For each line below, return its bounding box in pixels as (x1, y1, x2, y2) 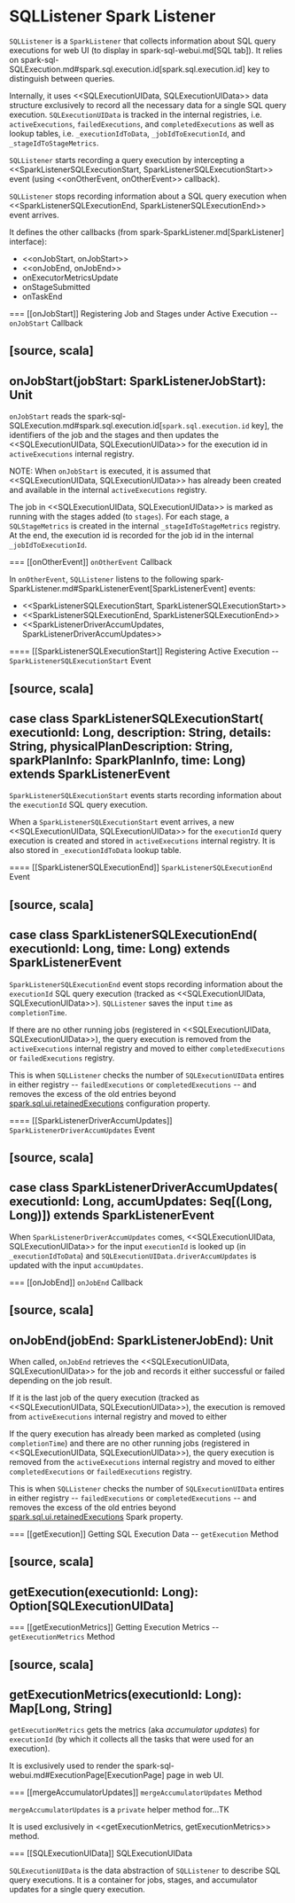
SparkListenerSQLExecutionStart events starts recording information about (9, 790, 282, 801)
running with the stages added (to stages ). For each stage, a (9, 512, 229, 522)
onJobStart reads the (9, 411, 86, 422)
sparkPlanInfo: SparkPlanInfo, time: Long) (9, 752, 246, 768)
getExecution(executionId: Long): (9, 1585, 199, 1600)
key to (246, 64, 270, 74)
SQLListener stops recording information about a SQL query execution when (9, 191, 287, 201)
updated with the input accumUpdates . (9, 1259, 144, 1270)
